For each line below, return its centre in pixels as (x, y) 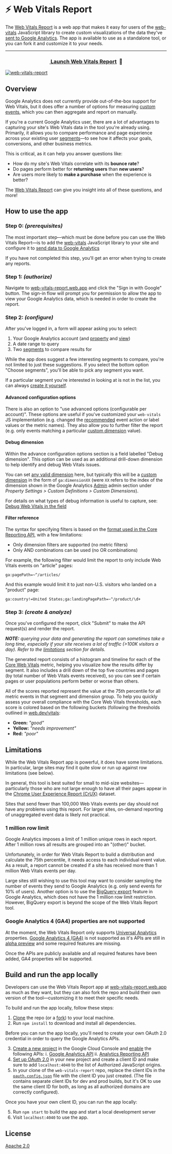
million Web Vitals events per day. (41, 871)
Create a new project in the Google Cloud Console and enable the (82, 1048)
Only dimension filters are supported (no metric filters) (70, 544)
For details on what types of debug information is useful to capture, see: (81, 501)
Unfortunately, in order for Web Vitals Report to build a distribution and (80, 854)
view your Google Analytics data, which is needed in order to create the (81, 299)
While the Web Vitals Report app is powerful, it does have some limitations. (84, 762)
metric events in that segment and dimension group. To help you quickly (81, 696)
